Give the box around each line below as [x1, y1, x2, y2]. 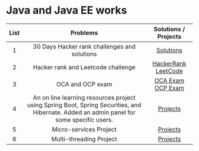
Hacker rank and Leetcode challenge [33, 63, 136, 71]
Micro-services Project [52, 125, 117, 133]
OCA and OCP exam [56, 80, 113, 88]
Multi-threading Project [51, 134, 117, 143]
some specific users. [55, 115, 114, 124]
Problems [70, 28, 98, 37]
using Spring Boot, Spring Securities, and [27, 101, 142, 109]
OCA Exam [154, 76, 185, 85]
